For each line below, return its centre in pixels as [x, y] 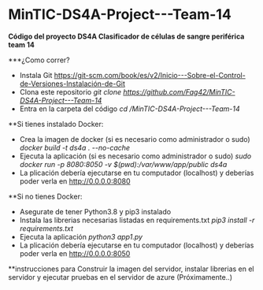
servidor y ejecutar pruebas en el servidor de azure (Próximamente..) [120, 277]
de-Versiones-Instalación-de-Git [72, 84]
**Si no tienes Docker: [45, 196]
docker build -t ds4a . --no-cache [75, 147]
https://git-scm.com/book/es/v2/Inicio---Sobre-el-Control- [150, 75]
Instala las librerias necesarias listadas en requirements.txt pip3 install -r [137, 220]
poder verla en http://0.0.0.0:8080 [75, 181]
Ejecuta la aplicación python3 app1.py [81, 236]
